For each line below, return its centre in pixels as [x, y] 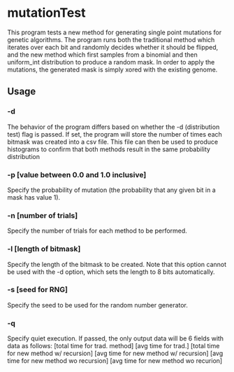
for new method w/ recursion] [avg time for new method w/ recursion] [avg [115, 353]
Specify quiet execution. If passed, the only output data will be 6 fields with [116, 338]
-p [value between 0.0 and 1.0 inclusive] [77, 174]
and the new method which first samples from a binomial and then [102, 55]
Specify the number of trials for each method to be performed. [97, 231]
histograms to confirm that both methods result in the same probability [109, 149]
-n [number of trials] [43, 215]
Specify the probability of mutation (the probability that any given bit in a [112, 190]
